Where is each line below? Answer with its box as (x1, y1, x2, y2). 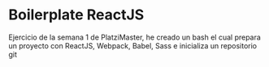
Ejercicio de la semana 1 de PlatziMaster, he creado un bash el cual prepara (8, 32, 262, 42)
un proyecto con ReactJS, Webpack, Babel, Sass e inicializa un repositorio (8, 40, 258, 50)
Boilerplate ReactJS (8, 6, 145, 24)
